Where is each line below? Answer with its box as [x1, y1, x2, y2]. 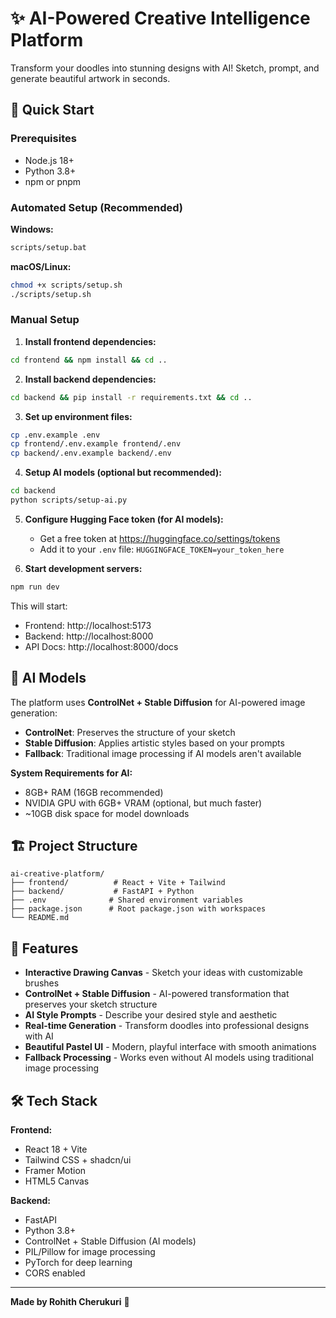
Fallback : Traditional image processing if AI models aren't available [24, 747, 302, 759]
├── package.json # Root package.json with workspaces [10, 904, 267, 914]
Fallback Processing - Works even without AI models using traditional [24, 1052, 314, 1064]
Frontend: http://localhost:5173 [24, 619, 152, 631]
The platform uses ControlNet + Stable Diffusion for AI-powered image [10, 696, 306, 708]
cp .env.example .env [10, 430, 101, 440]
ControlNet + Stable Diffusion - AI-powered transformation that [24, 988, 290, 1000]
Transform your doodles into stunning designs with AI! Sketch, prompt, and [10, 62, 320, 74]
